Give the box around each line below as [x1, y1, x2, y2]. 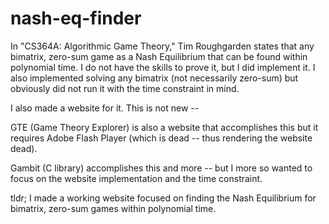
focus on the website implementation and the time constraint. [10, 172, 263, 184]
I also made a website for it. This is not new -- [10, 102, 200, 114]
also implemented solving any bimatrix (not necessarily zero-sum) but [10, 72, 299, 84]
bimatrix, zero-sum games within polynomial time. [10, 202, 217, 214]
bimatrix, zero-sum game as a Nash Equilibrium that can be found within [10, 50, 308, 62]
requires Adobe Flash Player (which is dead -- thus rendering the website [10, 132, 313, 144]
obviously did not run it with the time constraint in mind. [10, 82, 240, 94]
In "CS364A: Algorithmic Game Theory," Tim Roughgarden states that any [10, 40, 315, 52]
